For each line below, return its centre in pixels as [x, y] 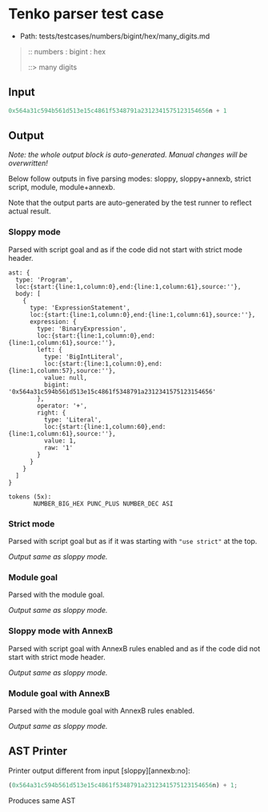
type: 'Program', [44, 280]
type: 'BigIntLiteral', [84, 357]
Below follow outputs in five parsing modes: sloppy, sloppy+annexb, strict [130, 179]
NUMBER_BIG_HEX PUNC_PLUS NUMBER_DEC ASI [103, 504]
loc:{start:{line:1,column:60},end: [105, 426]
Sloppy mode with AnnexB [61, 631]
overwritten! [28, 163]
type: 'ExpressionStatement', [80, 308]
